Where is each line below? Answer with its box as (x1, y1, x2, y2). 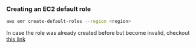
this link (6, 35, 26, 43)
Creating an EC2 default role (6, 5, 91, 13)
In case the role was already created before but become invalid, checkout (6, 29, 190, 37)
